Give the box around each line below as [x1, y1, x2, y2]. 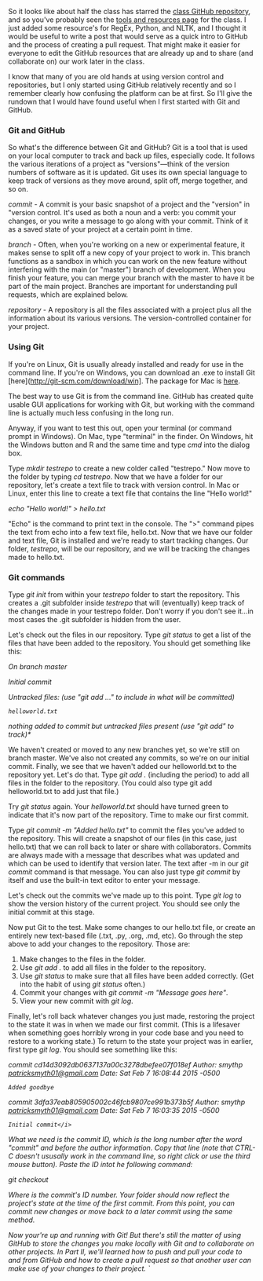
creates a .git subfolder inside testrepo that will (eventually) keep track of [8, 598, 245, 607]
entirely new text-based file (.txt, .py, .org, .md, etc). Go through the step [8, 931, 243, 940]
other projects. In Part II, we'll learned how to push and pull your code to [8, 1246, 243, 1256]
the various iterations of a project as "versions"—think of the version [8, 159, 230, 169]
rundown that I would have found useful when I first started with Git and [8, 97, 241, 106]
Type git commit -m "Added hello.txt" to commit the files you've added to [8, 825, 245, 835]
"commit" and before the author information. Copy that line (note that [8, 1143, 234, 1152]
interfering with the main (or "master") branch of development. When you [8, 265, 246, 274]
